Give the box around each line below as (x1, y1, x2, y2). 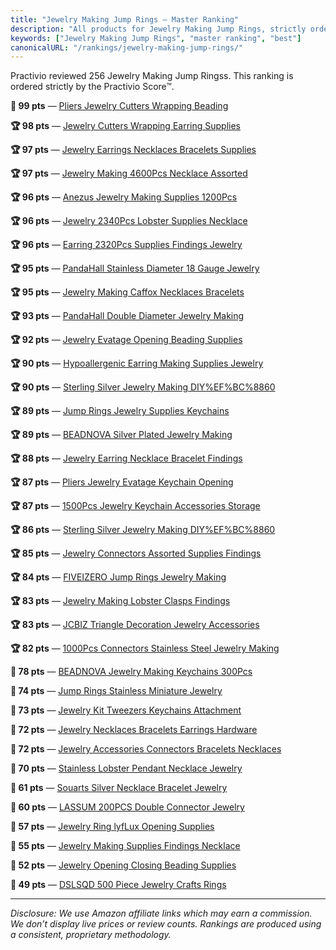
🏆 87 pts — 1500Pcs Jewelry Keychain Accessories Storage (10, 500, 261, 512)
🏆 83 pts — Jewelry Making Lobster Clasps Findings (10, 595, 231, 607)
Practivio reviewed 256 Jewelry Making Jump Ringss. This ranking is (10, 70, 294, 82)
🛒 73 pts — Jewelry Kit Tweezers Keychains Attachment (10, 704, 242, 716)
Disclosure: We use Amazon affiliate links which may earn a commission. (10, 907, 313, 920)
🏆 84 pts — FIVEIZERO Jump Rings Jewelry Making (10, 571, 227, 583)
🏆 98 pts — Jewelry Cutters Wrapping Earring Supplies (10, 120, 241, 132)
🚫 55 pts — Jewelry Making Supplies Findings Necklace (10, 840, 241, 852)
